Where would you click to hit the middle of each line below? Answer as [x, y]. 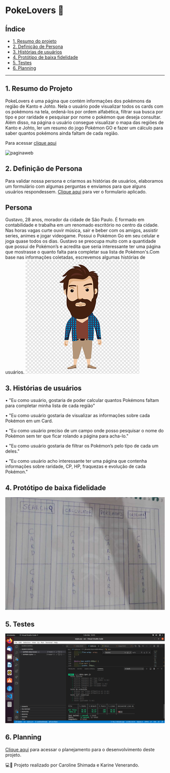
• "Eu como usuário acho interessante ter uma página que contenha [76, 461]
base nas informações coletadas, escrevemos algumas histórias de [75, 257]
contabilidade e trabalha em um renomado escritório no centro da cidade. [82, 225]
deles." [13, 451]
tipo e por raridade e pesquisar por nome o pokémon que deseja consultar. [83, 117]
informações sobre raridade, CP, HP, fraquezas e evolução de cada [75, 466]
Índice [15, 29]
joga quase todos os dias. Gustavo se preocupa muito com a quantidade [81, 241]
